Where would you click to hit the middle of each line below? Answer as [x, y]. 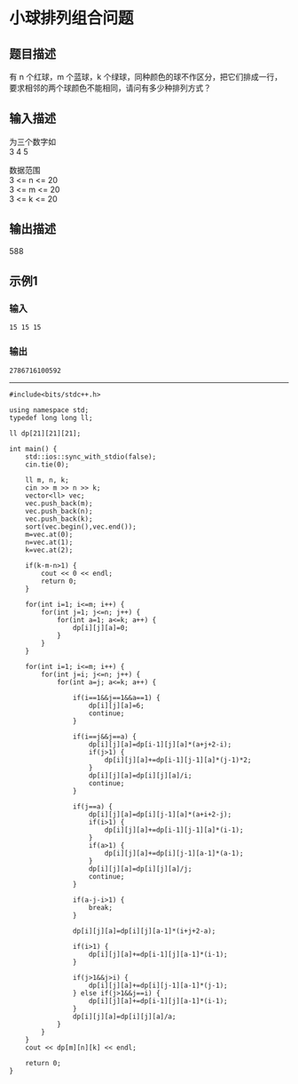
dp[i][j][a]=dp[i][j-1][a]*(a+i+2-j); [160, 814]
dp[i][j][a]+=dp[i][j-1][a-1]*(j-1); [158, 985]
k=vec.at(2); [49, 550]
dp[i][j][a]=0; [100, 627]
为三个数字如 [32, 141]
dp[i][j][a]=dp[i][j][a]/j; [140, 869]
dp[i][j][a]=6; [116, 705]
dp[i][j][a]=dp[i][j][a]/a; [124, 1016]
